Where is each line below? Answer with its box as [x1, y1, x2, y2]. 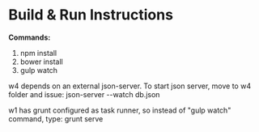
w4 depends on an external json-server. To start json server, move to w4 [8, 81, 252, 91]
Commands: [8, 32, 51, 42]
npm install [19, 48, 57, 57]
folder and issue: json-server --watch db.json [8, 89, 160, 99]
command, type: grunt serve [8, 113, 104, 123]
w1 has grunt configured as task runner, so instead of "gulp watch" [8, 105, 231, 115]
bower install [19, 57, 63, 66]
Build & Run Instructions [8, 6, 174, 24]
